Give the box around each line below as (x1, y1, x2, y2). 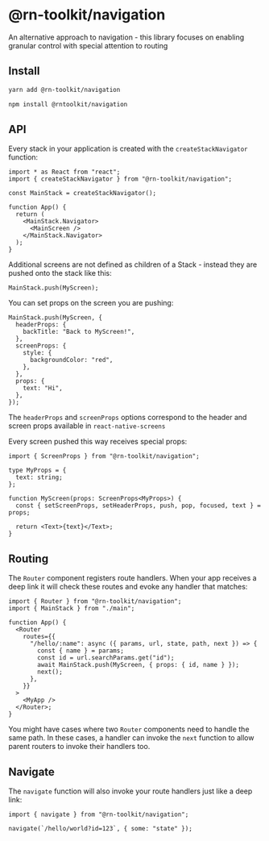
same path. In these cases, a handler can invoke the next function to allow (8, 733, 255, 743)
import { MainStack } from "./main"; (8, 605, 135, 613)
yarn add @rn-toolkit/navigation (8, 85, 121, 94)
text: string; (15, 473, 63, 481)
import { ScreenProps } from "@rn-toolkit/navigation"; (8, 452, 200, 460)
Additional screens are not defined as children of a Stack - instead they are (8, 260, 258, 269)
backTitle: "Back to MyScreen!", (23, 328, 135, 336)
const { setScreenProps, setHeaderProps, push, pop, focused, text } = (15, 502, 262, 510)
